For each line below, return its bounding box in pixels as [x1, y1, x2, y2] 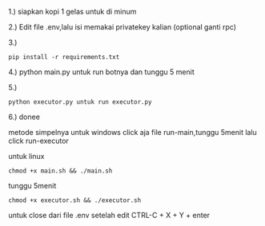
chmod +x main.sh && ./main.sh [8, 167, 113, 175]
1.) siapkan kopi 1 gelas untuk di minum [8, 7, 137, 16]
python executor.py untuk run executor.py [8, 98, 152, 106]
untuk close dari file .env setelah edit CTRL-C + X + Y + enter [8, 211, 211, 220]
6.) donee [8, 112, 40, 121]
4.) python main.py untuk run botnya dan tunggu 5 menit [8, 67, 195, 77]
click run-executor [8, 136, 70, 145]
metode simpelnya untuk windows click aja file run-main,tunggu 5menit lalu [8, 128, 258, 137]
